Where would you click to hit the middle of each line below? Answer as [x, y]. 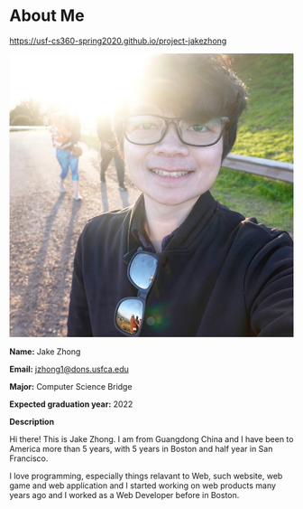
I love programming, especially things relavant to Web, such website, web [146, 476]
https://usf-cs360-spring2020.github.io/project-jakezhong [118, 41]
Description [32, 421]
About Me [47, 16]
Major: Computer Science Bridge [71, 386]
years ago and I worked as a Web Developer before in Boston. [124, 495]
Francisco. [29, 458]
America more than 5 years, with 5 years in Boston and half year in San [141, 448]
